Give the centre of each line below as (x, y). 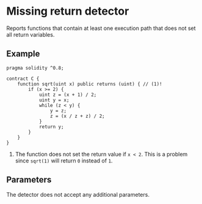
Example (23, 54)
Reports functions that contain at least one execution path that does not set (101, 28)
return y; (51, 126)
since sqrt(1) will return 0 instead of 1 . (64, 161)
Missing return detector (68, 11)
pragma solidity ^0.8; (35, 68)
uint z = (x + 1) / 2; (68, 95)
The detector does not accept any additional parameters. (78, 194)
